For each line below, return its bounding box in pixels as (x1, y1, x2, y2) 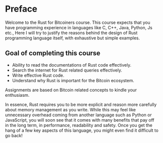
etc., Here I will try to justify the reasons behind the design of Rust (5, 30, 138, 36)
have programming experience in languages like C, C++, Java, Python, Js (5, 24, 152, 30)
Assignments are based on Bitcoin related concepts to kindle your (5, 87, 137, 93)
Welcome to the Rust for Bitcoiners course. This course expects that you (5, 19, 150, 25)
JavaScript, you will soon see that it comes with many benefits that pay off (5, 117, 155, 123)
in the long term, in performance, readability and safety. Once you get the (5, 122, 152, 128)
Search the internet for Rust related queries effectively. (12, 67, 123, 73)
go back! (5, 132, 23, 138)
